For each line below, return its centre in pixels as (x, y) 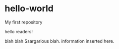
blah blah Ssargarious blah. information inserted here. (59, 41)
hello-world (29, 9)
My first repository (24, 22)
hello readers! (19, 31)
